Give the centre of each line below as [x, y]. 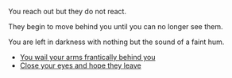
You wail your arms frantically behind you [87, 57]
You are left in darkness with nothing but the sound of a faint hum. [116, 42]
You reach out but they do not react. [68, 11]
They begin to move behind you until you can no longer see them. [116, 26]
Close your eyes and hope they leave [80, 65]
